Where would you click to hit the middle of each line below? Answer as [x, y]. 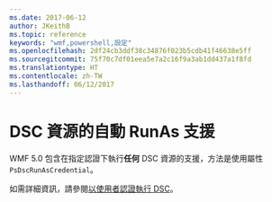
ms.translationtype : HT [54, 68]
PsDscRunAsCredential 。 [54, 169]
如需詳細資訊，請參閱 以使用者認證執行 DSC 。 [94, 189]
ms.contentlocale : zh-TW [56, 76]
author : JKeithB [40, 26]
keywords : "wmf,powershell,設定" [71, 43]
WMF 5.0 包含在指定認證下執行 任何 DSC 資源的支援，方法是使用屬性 [136, 158]
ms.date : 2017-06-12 [48, 18]
